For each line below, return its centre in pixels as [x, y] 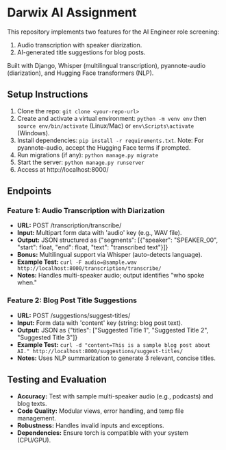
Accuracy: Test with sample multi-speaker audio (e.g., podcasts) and [115, 396]
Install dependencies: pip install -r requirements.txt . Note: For [110, 140]
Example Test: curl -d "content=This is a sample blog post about [114, 344]
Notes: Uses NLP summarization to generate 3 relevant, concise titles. [116, 358]
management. [37, 418]
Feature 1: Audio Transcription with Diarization [86, 211]
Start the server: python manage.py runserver [81, 162]
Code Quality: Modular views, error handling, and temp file [100, 411]
